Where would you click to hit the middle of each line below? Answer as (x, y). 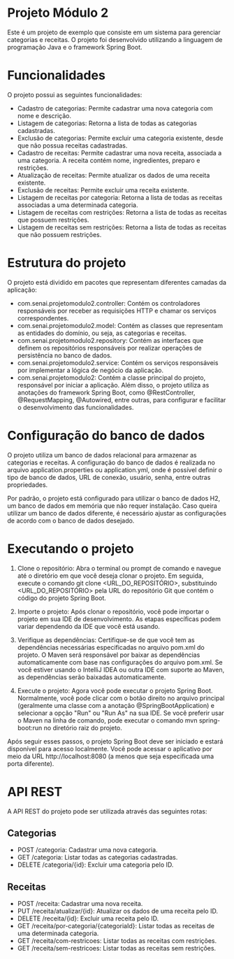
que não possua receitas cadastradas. (72, 145)
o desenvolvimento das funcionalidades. (75, 407)
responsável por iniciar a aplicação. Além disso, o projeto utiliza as (113, 385)
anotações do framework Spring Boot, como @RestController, (106, 392)
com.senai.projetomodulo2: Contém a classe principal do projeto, (111, 377)
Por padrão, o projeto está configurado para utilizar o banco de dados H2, (114, 498)
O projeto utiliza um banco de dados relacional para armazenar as (102, 455)
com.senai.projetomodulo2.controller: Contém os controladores (109, 303)
